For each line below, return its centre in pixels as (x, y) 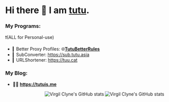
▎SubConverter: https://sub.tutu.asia (51, 55)
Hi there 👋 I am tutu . (47, 10)
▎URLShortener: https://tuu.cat (45, 60)
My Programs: (23, 26)
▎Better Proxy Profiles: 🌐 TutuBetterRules (56, 49)
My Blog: (16, 73)
